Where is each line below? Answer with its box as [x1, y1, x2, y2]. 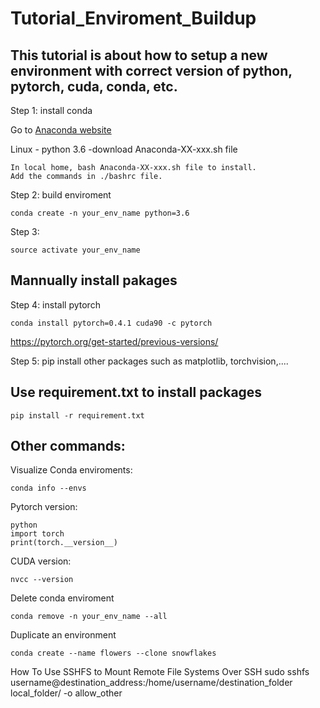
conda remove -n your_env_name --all [10, 612, 168, 622]
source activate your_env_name [10, 245, 141, 255]
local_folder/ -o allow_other [10, 687, 123, 699]
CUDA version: [10, 555, 72, 567]
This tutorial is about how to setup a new [10, 47, 268, 64]
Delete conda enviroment [10, 592, 115, 604]
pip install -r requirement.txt [10, 410, 145, 421]
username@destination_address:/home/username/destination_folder [10, 677, 293, 689]
